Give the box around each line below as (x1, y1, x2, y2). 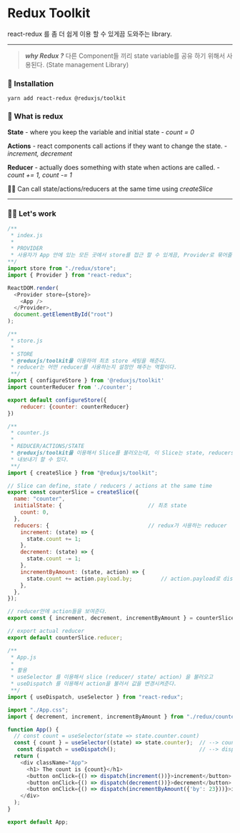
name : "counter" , (14, 495, 66, 503)
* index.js (10, 231, 43, 239)
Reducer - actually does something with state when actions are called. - (7, 163, 220, 171)
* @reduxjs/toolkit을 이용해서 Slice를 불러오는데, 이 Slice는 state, (10, 449, 206, 457)
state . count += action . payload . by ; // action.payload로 (26, 575, 221, 582)
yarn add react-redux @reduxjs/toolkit (7, 95, 126, 102)
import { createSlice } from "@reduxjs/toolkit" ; (7, 469, 159, 477)
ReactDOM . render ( (7, 284, 59, 291)
